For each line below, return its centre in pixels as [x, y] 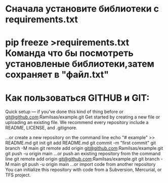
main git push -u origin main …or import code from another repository [83, 164]
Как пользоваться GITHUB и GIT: [77, 98]
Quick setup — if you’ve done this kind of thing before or [65, 112]
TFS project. [18, 175]
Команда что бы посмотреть [70, 53]
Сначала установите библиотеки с [82, 9]
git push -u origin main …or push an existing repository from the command [83, 154]
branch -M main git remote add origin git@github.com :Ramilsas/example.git [84, 148]
